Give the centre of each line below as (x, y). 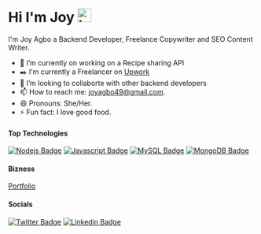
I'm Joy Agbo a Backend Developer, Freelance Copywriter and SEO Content (130, 39)
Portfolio (22, 186)
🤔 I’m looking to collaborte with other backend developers (113, 83)
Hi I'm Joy (41, 18)
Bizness (22, 169)
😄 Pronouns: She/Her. (56, 103)
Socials (20, 204)
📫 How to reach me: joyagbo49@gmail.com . (92, 91)
